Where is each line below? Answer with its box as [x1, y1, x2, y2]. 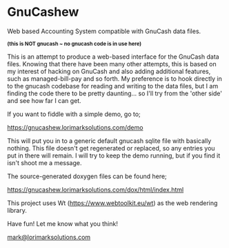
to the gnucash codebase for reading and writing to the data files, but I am [7, 82, 219, 90]
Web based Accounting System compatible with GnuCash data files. [7, 27, 201, 35]
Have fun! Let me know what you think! [7, 219, 119, 228]
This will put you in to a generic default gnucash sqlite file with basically [7, 136, 212, 145]
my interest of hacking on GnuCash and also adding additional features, [7, 67, 211, 75]
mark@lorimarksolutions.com [7, 233, 91, 241]
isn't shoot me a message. [7, 158, 82, 166]
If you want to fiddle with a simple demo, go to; [7, 110, 141, 118]
